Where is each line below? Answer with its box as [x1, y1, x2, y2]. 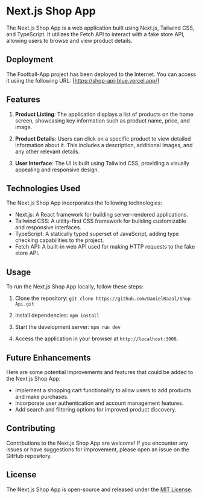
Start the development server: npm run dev [14, 323, 121, 331]
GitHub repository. [6, 452, 52, 459]
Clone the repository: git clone [14, 294, 93, 302]
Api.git [14, 301, 34, 307]
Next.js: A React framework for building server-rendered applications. [14, 211, 189, 218]
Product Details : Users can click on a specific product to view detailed [14, 135, 191, 142]
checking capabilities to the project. [14, 237, 104, 244]
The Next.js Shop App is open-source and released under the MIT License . [6, 486, 193, 493]
